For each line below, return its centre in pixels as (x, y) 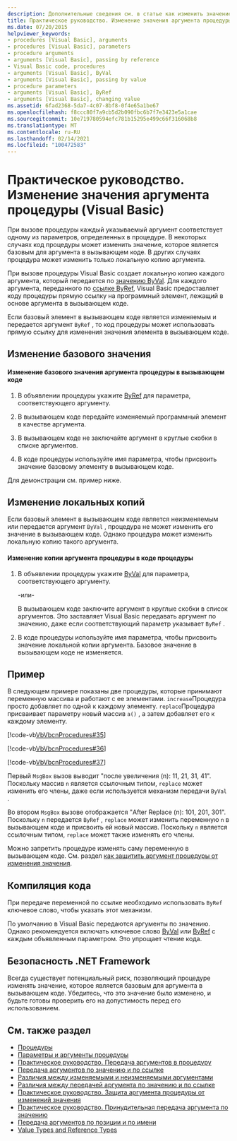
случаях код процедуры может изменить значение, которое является (113, 245)
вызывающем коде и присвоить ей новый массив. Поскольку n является (117, 828)
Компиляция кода (49, 886)
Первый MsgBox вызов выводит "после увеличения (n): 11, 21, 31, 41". (109, 776)
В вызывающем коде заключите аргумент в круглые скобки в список (122, 609)
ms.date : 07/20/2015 (38, 27)
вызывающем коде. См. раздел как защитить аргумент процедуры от (113, 856)
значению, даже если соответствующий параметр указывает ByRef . (121, 623)
